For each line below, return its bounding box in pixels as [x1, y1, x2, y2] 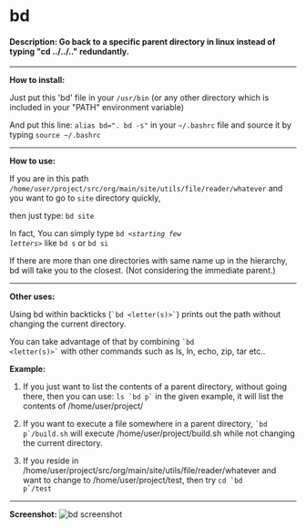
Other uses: [9, 291, 56, 302]
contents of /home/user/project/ [22, 400, 144, 411]
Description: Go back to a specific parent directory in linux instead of [9, 36, 276, 47]
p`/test [22, 484, 52, 493]
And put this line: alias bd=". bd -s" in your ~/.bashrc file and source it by [9, 119, 291, 130]
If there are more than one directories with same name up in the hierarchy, [9, 255, 289, 266]
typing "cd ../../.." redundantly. [9, 46, 129, 57]
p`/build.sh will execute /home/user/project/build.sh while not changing [22, 428, 296, 439]
